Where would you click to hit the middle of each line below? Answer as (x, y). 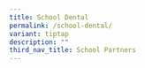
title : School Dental (49, 17)
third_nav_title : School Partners (73, 50)
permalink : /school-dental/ (61, 26)
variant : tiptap (39, 34)
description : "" (39, 42)
